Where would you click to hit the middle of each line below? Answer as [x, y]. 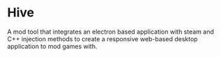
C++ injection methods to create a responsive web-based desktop [102, 38]
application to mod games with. [52, 46]
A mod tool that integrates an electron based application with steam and [111, 32]
